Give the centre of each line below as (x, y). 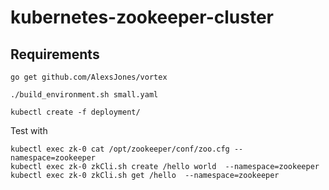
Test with (29, 130)
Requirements (55, 54)
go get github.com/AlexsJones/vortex (89, 77)
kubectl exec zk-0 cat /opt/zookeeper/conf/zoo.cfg (120, 149)
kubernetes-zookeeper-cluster (142, 17)
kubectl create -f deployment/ (75, 112)
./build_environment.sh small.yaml (84, 95)
